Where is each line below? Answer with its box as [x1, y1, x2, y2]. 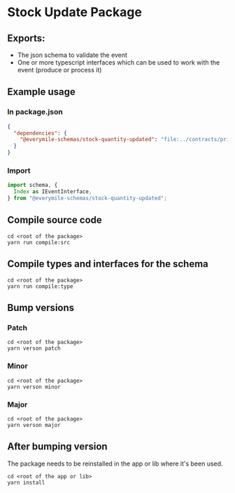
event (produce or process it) [17, 66, 102, 74]
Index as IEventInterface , [13, 188, 92, 195]
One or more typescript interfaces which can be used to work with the [17, 58, 220, 67]
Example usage [7, 86, 76, 98]
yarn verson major [7, 421, 61, 428]
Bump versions [7, 302, 75, 313]
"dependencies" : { [13, 129, 68, 137]
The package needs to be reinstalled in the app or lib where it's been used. [7, 459, 223, 468]
